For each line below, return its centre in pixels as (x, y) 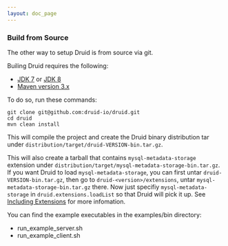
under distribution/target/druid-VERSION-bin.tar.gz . (85, 144)
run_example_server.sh (50, 228)
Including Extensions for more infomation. (66, 201)
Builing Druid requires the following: (58, 65)
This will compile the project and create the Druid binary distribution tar (108, 137)
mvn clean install (33, 124)
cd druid (20, 118)
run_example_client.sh (49, 235)
